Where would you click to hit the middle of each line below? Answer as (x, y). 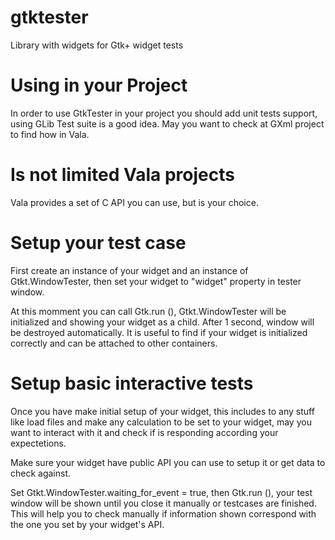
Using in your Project (99, 85)
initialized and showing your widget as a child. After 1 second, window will (162, 322)
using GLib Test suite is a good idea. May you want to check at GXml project (167, 123)
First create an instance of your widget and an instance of (129, 270)
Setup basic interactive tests (132, 383)
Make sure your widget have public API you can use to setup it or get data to (168, 462)
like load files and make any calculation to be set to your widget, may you (161, 422)
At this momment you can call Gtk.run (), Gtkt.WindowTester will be (148, 311)
